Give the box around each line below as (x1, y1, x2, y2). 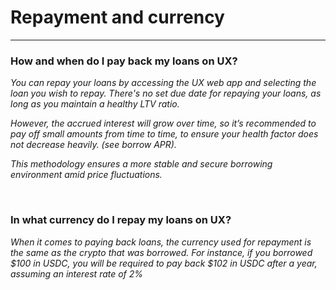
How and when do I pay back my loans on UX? (10, 54, 238, 68)
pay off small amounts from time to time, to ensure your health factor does (10, 128, 319, 140)
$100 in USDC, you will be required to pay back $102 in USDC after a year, (10, 257, 318, 269)
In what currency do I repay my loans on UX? (10, 213, 232, 227)
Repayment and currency (10, 6, 225, 29)
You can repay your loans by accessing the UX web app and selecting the (10, 77, 317, 89)
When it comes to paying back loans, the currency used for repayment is (10, 236, 312, 248)
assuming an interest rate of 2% (10, 267, 144, 280)
